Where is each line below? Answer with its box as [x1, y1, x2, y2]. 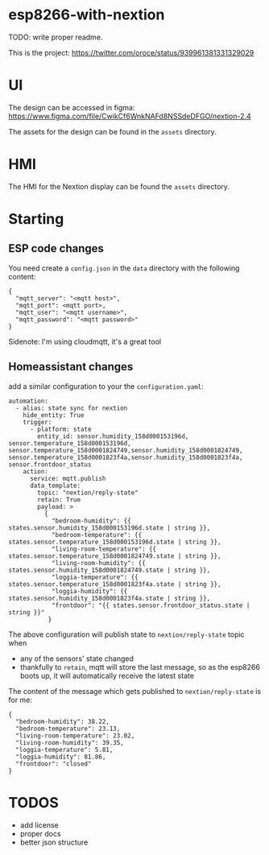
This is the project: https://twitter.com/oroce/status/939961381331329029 [8, 47, 255, 57]
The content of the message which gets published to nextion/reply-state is [8, 686, 262, 696]
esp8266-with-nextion [8, 6, 165, 24]
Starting [8, 210, 64, 228]
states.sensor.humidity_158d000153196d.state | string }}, [8, 523, 211, 532]
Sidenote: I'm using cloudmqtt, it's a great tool [8, 337, 162, 346]
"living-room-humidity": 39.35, [15, 738, 125, 746]
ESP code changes [8, 242, 105, 255]
